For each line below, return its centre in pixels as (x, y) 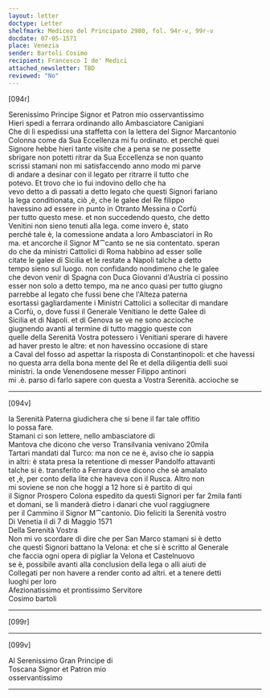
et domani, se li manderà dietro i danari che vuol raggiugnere (109, 504)
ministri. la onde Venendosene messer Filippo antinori (97, 371)
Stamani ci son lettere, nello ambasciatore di (82, 435)
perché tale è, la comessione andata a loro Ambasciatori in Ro (110, 234)
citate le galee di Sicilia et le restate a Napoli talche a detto (105, 260)
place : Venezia (34, 46)
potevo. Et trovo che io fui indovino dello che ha (87, 183)
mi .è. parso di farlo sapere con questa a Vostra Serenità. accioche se (124, 380)
